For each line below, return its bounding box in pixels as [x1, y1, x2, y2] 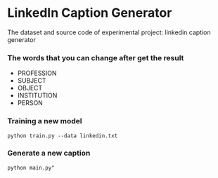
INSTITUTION [17, 91, 58, 100]
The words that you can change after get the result [7, 53, 184, 62]
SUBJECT [17, 76, 47, 85]
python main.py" [7, 164, 55, 171]
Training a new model [7, 116, 82, 126]
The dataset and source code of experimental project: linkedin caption [7, 28, 211, 36]
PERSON [17, 99, 44, 107]
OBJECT [17, 84, 43, 93]
